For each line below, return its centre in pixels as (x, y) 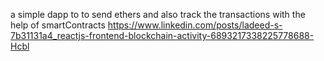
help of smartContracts (58, 25)
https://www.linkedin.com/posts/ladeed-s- (195, 25)
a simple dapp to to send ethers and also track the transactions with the (158, 14)
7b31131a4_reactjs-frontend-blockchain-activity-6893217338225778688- (162, 35)
